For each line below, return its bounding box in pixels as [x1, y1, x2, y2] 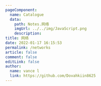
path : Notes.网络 [14, 21, 49, 27]
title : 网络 [5, 36, 29, 41]
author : [5, 64, 22, 69]
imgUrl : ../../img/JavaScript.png [14, 26, 87, 31]
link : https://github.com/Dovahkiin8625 [10, 73, 96, 78]
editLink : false [5, 59, 39, 64]
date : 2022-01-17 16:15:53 [5, 40, 62, 46]
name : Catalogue [10, 12, 44, 17]
